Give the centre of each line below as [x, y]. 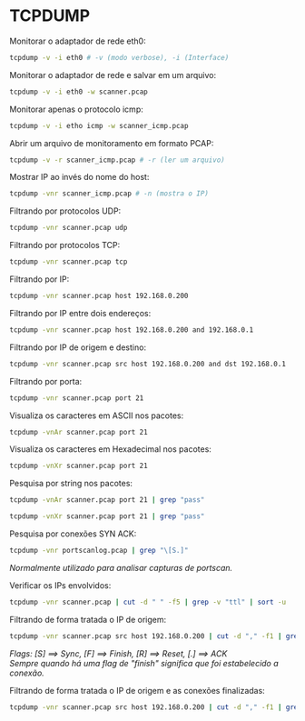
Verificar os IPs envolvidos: [60, 585]
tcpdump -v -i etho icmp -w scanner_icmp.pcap [99, 125]
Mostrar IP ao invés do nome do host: [79, 177]
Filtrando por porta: [46, 381]
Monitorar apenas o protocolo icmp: [76, 109]
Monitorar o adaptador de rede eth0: [78, 41]
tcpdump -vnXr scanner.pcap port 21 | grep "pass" [107, 516]
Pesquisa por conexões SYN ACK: [73, 534]
